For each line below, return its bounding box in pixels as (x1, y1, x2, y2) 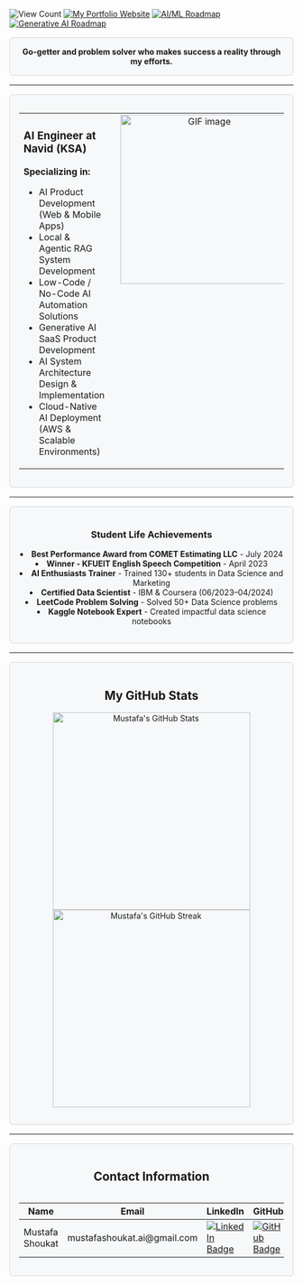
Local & (39, 230, 70, 243)
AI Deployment (39, 411, 102, 424)
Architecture (39, 366, 92, 378)
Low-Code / (39, 275, 92, 288)
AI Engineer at (23, 129, 96, 144)
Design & (39, 377, 78, 390)
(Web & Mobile (39, 208, 102, 220)
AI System (39, 355, 82, 368)
